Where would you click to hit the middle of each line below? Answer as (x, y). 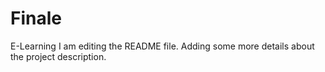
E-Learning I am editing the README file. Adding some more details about (162, 46)
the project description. (58, 56)
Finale (36, 18)
